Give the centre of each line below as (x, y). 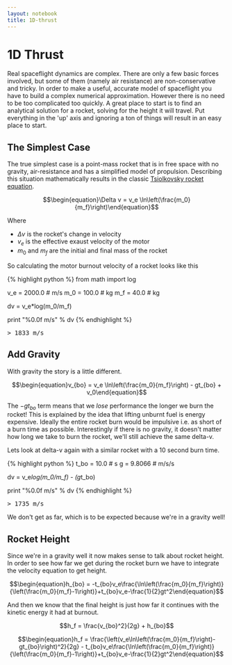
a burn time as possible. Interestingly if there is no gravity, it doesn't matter (115, 429)
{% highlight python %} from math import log (72, 279)
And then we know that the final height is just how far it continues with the (113, 605)
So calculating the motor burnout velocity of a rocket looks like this (103, 266)
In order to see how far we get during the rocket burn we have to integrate (113, 563)
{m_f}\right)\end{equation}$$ (117, 207)
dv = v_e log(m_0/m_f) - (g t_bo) (51, 477)
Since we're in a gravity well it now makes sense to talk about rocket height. (116, 556)
